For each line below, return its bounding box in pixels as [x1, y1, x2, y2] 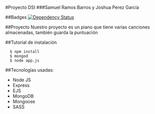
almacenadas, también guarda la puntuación [5, 30, 98, 35]
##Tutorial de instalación [5, 39, 57, 45]
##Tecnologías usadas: [5, 67, 54, 73]
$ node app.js [10, 58, 40, 63]
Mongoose [12, 99, 35, 104]
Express [12, 82, 30, 88]
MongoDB [12, 93, 34, 99]
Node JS [12, 77, 31, 83]
